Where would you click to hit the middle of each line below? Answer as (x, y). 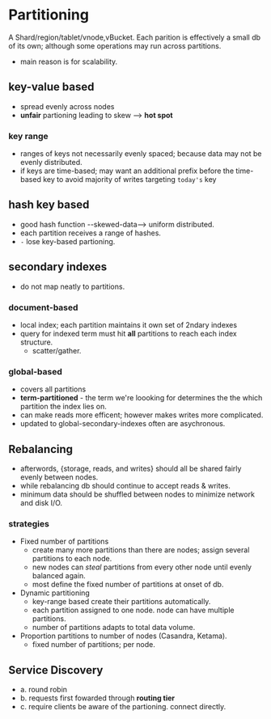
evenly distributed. (51, 163)
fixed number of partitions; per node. (94, 645)
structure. (36, 342)
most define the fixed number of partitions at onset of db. (128, 585)
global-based (36, 371)
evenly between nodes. (59, 477)
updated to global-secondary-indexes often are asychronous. (123, 424)
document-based (43, 307)
